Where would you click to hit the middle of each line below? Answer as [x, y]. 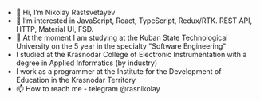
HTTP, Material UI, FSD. [55, 29]
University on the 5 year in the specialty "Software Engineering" [121, 46]
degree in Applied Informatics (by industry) [87, 63]
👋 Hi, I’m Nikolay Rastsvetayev [65, 12]
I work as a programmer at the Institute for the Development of [118, 71]
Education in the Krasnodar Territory [76, 80]
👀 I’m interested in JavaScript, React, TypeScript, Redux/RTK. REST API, [134, 21]
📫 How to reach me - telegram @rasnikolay [88, 89]
